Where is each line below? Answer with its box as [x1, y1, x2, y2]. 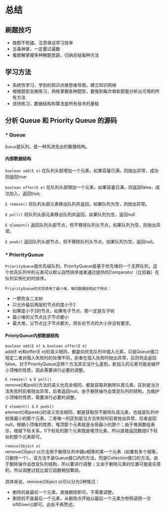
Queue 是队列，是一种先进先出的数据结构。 [5, 143, 90, 149]
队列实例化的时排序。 [5, 275, 48, 281]
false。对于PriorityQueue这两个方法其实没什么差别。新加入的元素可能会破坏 [5, 361, 161, 367]
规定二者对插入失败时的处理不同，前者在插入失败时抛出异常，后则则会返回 [5, 355, 157, 361]
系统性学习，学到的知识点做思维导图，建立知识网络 [12, 82, 117, 88]
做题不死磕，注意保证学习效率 [12, 40, 73, 45]
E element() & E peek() [5, 404, 54, 409]
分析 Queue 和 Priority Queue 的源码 [5, 117, 117, 125]
